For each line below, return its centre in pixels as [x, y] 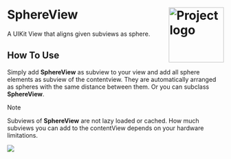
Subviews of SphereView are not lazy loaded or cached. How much [103, 120]
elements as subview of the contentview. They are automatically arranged [112, 79]
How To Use [33, 55]
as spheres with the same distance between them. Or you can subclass [108, 87]
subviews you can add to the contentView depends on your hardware [106, 128]
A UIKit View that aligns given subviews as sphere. [79, 34]
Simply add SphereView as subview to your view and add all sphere [103, 72]
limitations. [23, 135]
